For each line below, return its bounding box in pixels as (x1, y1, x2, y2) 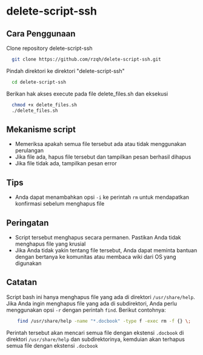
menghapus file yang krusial (15, 240, 86, 247)
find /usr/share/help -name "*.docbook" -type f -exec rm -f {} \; (17, 318, 191, 324)
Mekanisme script (6, 124, 76, 134)
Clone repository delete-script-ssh (6, 44, 93, 52)
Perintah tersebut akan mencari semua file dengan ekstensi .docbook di (6, 329, 184, 336)
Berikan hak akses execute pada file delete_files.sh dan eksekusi (6, 90, 168, 97)
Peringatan (6, 218, 49, 228)
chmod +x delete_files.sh (12, 102, 78, 108)
